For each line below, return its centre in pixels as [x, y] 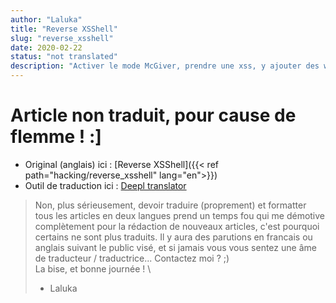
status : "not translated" [64, 57]
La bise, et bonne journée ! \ [93, 268]
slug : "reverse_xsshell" [62, 38]
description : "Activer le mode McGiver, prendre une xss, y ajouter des [165, 66]
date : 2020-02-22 [46, 47]
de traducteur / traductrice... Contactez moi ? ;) [132, 258]
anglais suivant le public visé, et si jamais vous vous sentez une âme [175, 247]
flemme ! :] [56, 137]
